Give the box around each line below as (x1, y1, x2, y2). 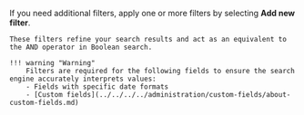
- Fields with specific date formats (25, 82, 169, 91)
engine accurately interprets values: (9, 74, 157, 83)
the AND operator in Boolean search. (9, 43, 153, 52)
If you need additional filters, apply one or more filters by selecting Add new (9, 8, 296, 18)
